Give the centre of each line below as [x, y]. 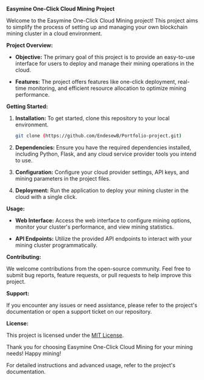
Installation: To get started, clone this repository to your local [92, 118]
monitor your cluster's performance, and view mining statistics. [94, 227]
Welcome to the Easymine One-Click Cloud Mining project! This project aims [102, 20]
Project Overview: [30, 45]
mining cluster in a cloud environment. [54, 33]
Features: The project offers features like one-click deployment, [96, 82]
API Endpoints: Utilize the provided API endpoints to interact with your [104, 238]
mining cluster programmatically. [56, 245]
